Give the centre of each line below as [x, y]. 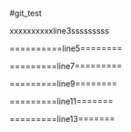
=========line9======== [64, 84]
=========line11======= [61, 101]
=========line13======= [62, 119]
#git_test [26, 13]
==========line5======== [66, 48]
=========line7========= [66, 66]
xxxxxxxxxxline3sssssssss [59, 30]
